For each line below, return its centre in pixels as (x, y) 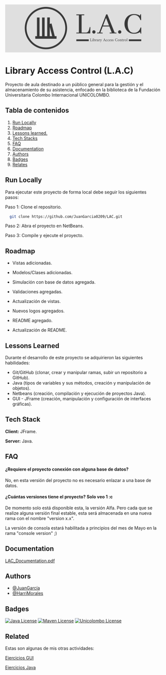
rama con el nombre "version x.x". (40, 518)
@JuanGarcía (26, 588)
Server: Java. (19, 441)
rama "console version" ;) (31, 533)
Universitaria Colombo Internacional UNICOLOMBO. (58, 95)
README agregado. (32, 321)
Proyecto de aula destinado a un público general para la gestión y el (74, 84)
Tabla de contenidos (37, 111)
